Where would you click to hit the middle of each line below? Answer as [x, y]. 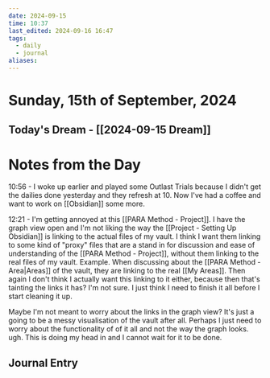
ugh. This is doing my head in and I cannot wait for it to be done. [115, 338]
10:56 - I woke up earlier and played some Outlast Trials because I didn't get [135, 187]
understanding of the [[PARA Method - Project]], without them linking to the [134, 253]
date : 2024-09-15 [37, 16]
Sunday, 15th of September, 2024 [123, 101]
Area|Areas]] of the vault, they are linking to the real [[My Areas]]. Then [127, 271]
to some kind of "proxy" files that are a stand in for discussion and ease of [132, 245]
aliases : [23, 61]
